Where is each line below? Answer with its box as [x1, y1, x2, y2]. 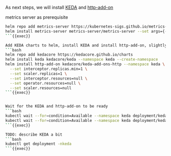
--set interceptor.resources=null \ [10, 76, 88, 81]
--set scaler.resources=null [10, 85, 72, 91]
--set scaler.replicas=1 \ [10, 71, 67, 76]
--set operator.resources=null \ [10, 81, 81, 86]
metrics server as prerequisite [5, 14, 68, 20]
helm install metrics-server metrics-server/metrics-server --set [5, 29, 149, 34]
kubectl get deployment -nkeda [5, 141, 72, 147]
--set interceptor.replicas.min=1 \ [10, 66, 88, 71]
